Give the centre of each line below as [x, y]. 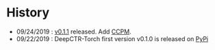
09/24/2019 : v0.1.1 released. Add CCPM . [74, 32]
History [28, 13]
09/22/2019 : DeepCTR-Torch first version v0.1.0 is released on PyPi [112, 38]
